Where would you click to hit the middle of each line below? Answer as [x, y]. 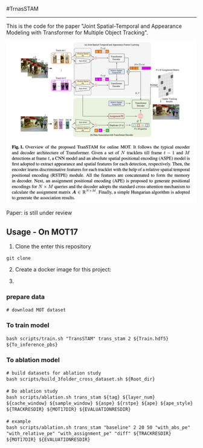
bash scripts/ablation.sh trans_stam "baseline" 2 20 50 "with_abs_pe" [98, 427]
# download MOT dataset [36, 310]
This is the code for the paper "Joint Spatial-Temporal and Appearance [94, 26]
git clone [19, 258]
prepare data [26, 297]
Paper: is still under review [39, 213]
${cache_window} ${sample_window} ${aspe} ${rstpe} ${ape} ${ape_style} [100, 403]
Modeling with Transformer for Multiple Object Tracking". [77, 32]
